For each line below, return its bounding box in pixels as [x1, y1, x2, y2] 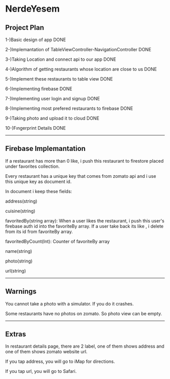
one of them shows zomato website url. [5, 349, 88, 355]
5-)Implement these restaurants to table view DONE [5, 76, 113, 82]
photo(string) [5, 258, 33, 264]
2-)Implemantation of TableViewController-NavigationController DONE [5, 47, 152, 52]
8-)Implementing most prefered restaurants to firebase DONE [5, 105, 133, 111]
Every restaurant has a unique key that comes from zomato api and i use [5, 173, 156, 179]
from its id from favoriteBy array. [5, 229, 73, 235]
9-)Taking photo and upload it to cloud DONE [5, 115, 100, 121]
